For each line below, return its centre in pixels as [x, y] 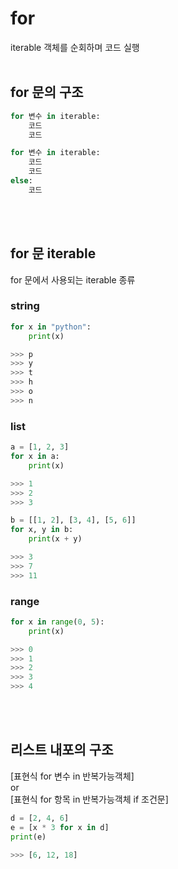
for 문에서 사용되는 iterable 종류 [73, 279]
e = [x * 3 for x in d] [60, 827]
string [25, 306]
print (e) [28, 837]
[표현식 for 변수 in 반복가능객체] [72, 776]
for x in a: [35, 457]
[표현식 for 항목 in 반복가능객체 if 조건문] [89, 799]
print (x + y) [55, 539]
